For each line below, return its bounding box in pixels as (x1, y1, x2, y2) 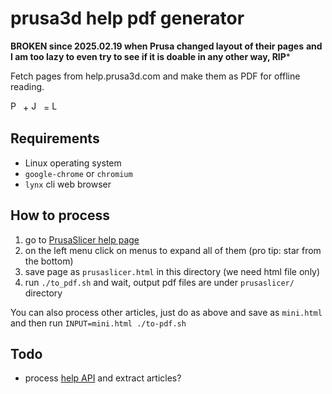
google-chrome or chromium (24, 167, 133, 179)
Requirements (10, 130, 100, 147)
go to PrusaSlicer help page (24, 233, 140, 246)
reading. (10, 80, 45, 92)
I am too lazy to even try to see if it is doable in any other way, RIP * (10, 50, 291, 62)
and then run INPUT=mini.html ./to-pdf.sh (10, 317, 187, 329)
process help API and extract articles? (24, 372, 182, 384)
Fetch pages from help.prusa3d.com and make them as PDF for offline (10, 70, 301, 82)
